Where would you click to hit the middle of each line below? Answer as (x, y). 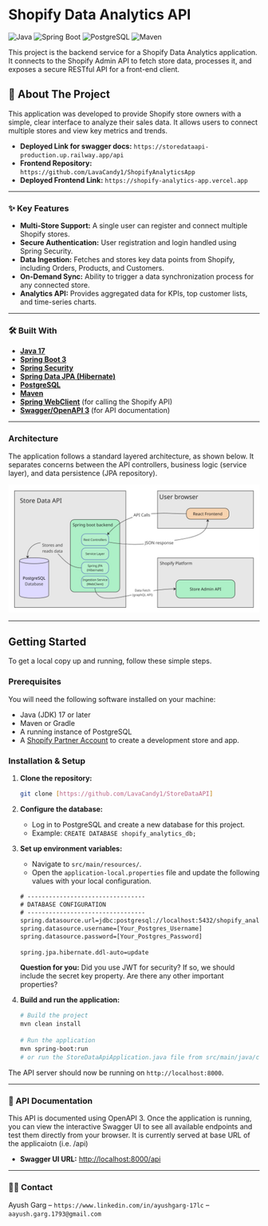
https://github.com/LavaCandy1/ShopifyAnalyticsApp (107, 172)
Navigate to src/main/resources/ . (87, 863)
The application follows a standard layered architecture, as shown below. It (131, 456)
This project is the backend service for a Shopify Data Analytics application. (133, 52)
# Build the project (54, 1015)
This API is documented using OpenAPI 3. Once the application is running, (130, 1118)
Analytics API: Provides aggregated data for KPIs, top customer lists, (134, 294)
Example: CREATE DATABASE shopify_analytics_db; (114, 833)
